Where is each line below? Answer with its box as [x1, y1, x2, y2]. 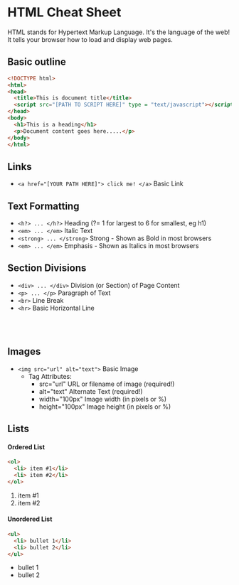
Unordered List [7, 515, 53, 523]
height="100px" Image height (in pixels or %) [38, 402, 171, 411]
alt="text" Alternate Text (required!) [38, 387, 144, 395]
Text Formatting [7, 200, 80, 212]
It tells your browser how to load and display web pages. [7, 35, 173, 43]
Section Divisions [7, 262, 87, 274]
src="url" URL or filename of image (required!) [38, 380, 175, 388]
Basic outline [7, 56, 66, 68]
